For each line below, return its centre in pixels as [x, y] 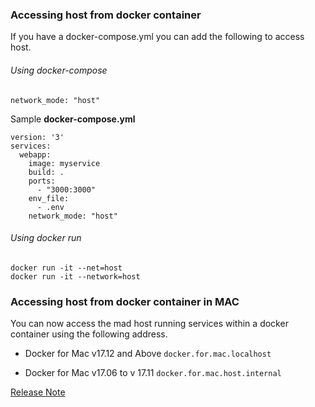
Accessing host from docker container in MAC [125, 301]
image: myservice [64, 163]
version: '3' [37, 137]
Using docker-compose [59, 70]
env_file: [49, 198]
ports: [42, 181]
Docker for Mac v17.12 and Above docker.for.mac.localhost [148, 353]
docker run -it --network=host [75, 276]
